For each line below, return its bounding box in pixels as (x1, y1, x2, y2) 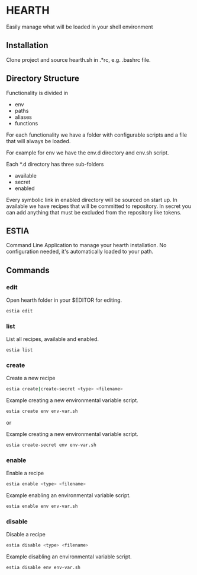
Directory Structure (6, 74, 80, 84)
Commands (6, 265, 50, 275)
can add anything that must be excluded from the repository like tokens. (6, 208, 182, 216)
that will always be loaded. (6, 137, 71, 144)
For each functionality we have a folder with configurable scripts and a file (6, 131, 188, 138)
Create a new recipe (6, 375, 56, 382)
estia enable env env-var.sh (6, 503, 78, 510)
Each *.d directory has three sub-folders (6, 160, 104, 168)
